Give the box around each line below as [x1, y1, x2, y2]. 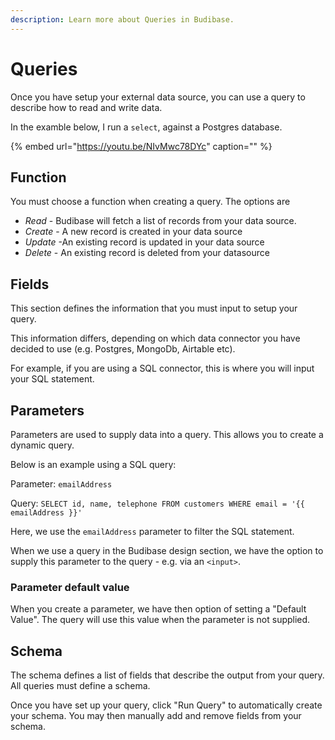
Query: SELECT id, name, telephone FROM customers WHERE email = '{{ [10, 497, 305, 509]
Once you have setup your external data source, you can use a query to [10, 91, 306, 103]
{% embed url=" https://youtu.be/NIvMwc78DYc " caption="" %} [10, 140, 273, 152]
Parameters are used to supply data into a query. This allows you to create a [10, 429, 324, 440]
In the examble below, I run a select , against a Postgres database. [10, 121, 283, 133]
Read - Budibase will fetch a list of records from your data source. [24, 215, 297, 227]
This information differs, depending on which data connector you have [10, 332, 301, 345]
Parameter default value [10, 580, 130, 594]
